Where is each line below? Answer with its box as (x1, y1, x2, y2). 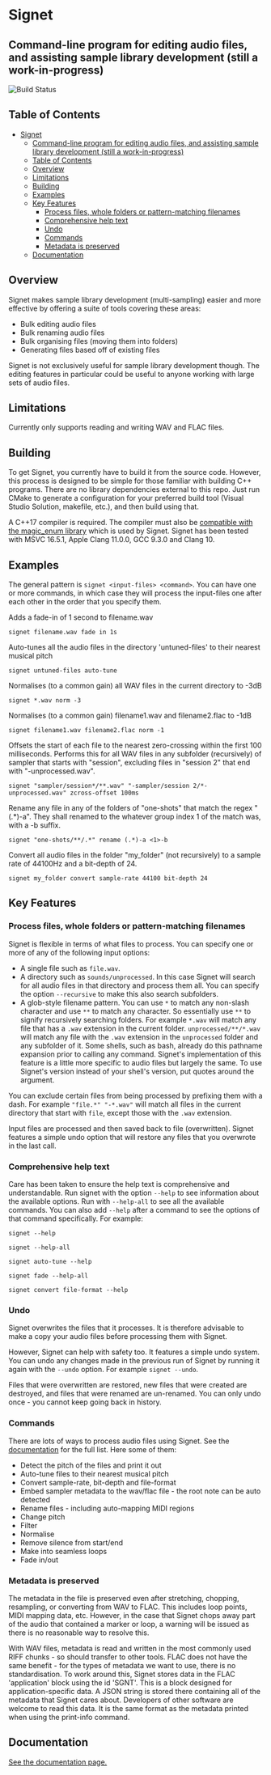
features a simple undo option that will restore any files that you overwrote (8, 1132, 256, 1142)
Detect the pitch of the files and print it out (19, 1460, 162, 1470)
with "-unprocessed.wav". (8, 766, 95, 776)
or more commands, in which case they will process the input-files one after (8, 588, 262, 598)
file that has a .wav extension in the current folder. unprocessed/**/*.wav (19, 1023, 261, 1033)
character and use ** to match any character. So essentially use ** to (19, 1006, 252, 1016)
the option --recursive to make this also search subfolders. (19, 989, 218, 998)
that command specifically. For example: (8, 1214, 144, 1223)
